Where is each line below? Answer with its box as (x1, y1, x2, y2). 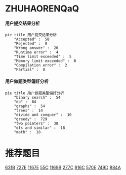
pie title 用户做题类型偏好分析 (5, 90, 64, 96)
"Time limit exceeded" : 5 (14, 54, 72, 59)
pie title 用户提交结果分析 (5, 33, 57, 38)
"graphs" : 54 (14, 104, 45, 109)
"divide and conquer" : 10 (14, 112, 72, 117)
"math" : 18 (14, 129, 41, 134)
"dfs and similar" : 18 (14, 125, 65, 130)
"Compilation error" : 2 (14, 63, 68, 68)
